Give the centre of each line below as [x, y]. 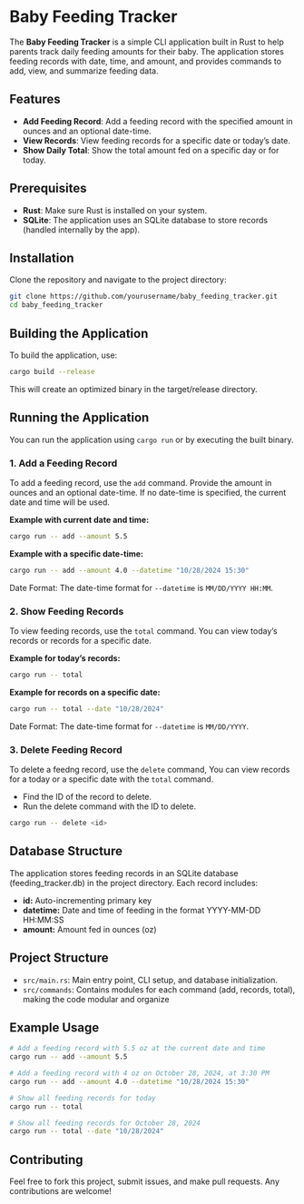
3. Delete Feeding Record [66, 749]
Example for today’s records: [65, 658]
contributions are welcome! [60, 1191]
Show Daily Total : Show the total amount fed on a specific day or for [151, 150]
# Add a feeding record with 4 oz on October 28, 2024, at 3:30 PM [140, 1073]
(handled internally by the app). [81, 230]
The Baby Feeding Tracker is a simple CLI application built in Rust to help [147, 42]
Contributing [46, 1160]
